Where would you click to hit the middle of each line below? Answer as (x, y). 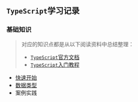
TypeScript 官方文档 (55, 57)
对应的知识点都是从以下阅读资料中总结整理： (78, 44)
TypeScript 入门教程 (55, 64)
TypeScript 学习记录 (43, 11)
